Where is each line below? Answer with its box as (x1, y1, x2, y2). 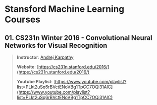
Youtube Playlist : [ (16, 79, 55, 84)
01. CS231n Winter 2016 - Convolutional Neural (4, 34, 153, 42)
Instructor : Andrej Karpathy (16, 54, 74, 60)
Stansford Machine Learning (4, 3, 125, 15)
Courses (4, 14, 41, 25)
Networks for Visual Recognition (4, 41, 107, 50)
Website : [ (16, 64, 39, 70)
